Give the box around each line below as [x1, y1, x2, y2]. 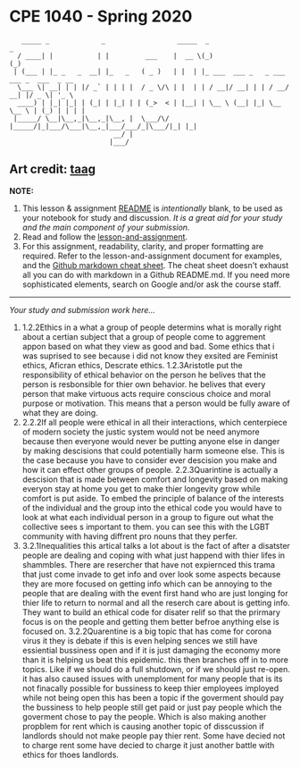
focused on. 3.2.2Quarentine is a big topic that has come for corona [21, 626, 272, 636]
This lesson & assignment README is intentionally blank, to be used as [21, 203, 283, 214]
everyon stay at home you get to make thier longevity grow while [21, 483, 261, 493]
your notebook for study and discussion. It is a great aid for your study [21, 212, 283, 223]
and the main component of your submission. [21, 222, 190, 232]
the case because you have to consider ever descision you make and [21, 454, 277, 466]
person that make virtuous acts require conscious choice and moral [21, 388, 271, 399]
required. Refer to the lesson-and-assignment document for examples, [21, 250, 283, 261]
